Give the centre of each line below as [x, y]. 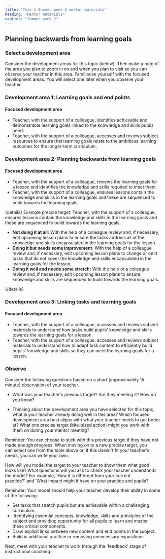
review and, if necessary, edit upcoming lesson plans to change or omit [85, 253]
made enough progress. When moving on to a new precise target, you [76, 445]
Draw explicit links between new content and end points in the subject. [84, 531]
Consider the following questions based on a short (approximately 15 [75, 379]
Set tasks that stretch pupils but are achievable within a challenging [81, 505]
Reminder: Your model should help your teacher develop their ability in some [83, 490]
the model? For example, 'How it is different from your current [68, 475]
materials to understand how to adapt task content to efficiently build [82, 345]
